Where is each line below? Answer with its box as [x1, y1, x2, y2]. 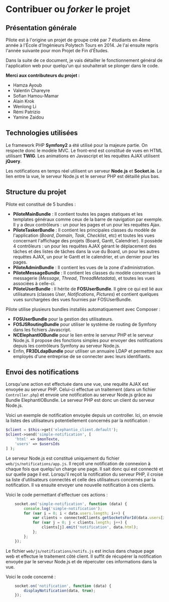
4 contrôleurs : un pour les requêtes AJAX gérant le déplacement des [13, 243, 157, 249]
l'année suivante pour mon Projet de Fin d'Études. [6, 48, 109, 53]
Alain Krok [13, 98, 35, 104]
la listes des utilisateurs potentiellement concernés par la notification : [6, 417, 150, 423]
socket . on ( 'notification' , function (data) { [15, 583, 112, 588]
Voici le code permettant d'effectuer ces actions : [6, 491, 108, 497]
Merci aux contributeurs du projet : [6, 72, 80, 78]
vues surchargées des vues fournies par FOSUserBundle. [13, 296, 132, 302]
